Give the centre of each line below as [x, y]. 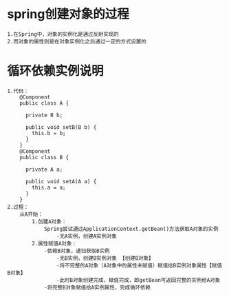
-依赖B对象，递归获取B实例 [77, 251]
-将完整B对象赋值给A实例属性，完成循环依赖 [97, 287]
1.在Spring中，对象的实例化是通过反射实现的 [63, 34]
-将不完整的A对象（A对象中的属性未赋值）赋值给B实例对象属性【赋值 [139, 265]
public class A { [44, 103]
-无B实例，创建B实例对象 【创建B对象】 [105, 258]
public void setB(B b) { [61, 127]
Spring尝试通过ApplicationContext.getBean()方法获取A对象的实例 [131, 229]
